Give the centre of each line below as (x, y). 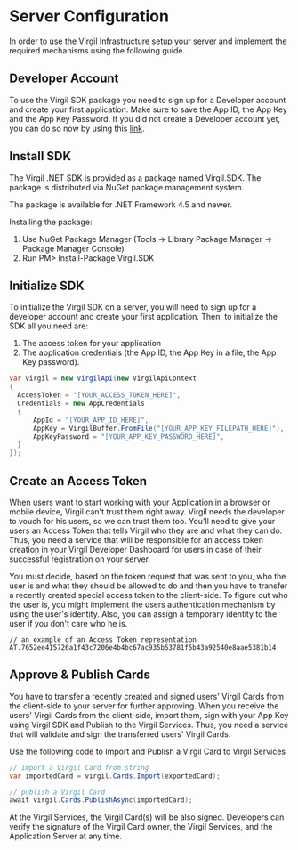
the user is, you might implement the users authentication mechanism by (142, 604)
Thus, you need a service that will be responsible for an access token (137, 539)
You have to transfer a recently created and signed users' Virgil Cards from (147, 696)
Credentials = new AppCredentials (81, 403)
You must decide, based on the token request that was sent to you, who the (148, 576)
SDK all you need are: (49, 326)
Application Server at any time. (66, 836)
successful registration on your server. (80, 559)
